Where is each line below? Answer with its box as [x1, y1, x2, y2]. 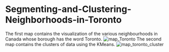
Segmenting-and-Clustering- [5, 3, 132, 15]
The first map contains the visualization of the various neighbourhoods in [5, 30, 158, 36]
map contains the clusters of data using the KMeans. [5, 41, 115, 47]
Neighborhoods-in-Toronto [5, 14, 122, 25]
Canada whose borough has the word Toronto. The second [5, 36, 162, 42]
